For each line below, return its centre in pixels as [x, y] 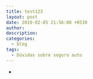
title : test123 [25, 11]
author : [15, 28]
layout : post [22, 17]
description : [22, 33]
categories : [20, 39]
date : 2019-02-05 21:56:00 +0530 [47, 22]
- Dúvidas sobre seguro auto [47, 55]
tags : [13, 50]
